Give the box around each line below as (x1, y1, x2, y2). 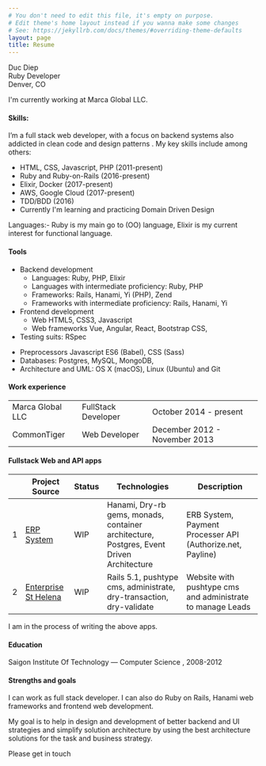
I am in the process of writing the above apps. (8, 621, 158, 631)
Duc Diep (8, 63, 39, 72)
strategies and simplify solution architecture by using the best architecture (8, 726, 251, 735)
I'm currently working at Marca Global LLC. (8, 95, 148, 105)
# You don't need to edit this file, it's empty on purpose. (8, 11, 215, 20)
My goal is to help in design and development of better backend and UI (8, 717, 240, 726)
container (106, 519, 142, 530)
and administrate (185, 591, 249, 602)
